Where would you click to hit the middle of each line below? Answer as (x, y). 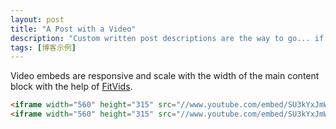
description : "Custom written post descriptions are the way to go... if (167, 38)
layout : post (37, 19)
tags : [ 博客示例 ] (43, 47)
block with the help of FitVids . (71, 87)
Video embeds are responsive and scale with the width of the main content (165, 76)
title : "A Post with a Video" (73, 29)
